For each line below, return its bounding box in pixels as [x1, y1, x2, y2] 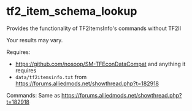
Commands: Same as [6, 91, 60, 99]
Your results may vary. [6, 36, 63, 44]
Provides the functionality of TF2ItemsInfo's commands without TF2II [6, 25, 182, 32]
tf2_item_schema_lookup [6, 4, 137, 18]
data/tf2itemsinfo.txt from [15, 73, 87, 80]
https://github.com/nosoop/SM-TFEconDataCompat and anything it [15, 60, 186, 67]
